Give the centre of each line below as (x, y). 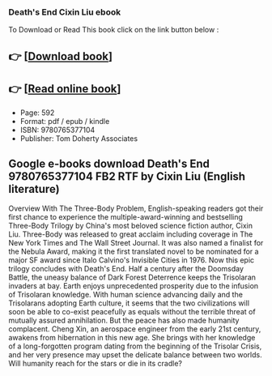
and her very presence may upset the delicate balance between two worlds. (135, 355)
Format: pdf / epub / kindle (65, 121)
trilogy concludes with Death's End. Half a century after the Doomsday (126, 269)
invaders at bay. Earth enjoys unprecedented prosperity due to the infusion (134, 286)
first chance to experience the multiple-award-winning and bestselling (125, 217)
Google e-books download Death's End (109, 163)
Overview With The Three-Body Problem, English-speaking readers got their (136, 208)
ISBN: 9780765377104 (57, 130)
